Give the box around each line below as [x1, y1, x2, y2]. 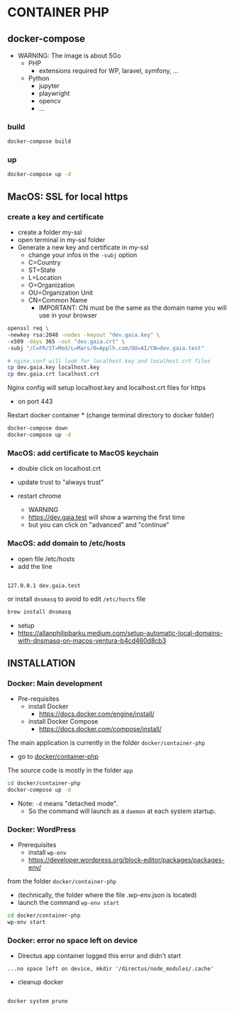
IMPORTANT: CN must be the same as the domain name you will [38, 303, 227, 312]
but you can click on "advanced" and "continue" [28, 521, 170, 529]
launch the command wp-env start [17, 898, 120, 906]
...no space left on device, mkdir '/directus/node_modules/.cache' [7, 965, 214, 973]
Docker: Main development [7, 678, 103, 688]
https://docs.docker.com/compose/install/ [38, 724, 162, 733]
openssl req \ [7, 325, 50, 332]
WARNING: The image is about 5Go [17, 51, 121, 60]
